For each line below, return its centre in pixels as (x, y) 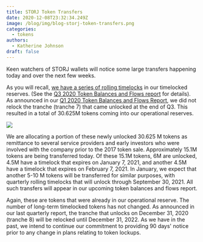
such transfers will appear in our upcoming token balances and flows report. (102, 188)
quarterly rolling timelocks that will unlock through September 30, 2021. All (100, 182)
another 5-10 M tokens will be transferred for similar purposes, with (91, 175)
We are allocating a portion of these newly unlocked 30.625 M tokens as (97, 136)
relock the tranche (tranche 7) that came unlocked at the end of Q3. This (97, 107)
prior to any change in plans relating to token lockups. (74, 232)
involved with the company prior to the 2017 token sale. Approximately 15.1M (102, 149)
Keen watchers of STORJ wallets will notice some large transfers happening (101, 69)
